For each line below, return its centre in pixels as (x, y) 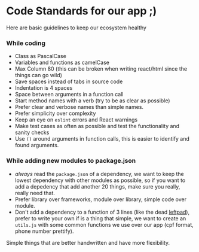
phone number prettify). (44, 231)
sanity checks (32, 132)
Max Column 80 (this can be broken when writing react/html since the (101, 69)
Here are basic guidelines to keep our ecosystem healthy (76, 28)
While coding (26, 43)
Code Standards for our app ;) (82, 11)
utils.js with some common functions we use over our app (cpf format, (104, 224)
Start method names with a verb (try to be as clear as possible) (92, 101)
